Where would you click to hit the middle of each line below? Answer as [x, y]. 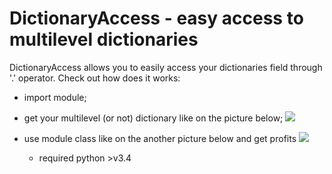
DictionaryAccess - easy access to [156, 18]
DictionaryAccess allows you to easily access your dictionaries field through [166, 67]
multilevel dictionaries [104, 39]
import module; [55, 97]
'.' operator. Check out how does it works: [95, 78]
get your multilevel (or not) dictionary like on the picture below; [153, 118]
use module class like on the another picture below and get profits [160, 138]
